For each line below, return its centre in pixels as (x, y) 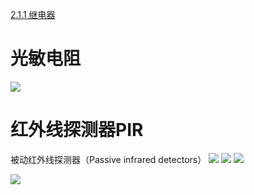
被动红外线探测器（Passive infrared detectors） (108, 159)
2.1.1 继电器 (33, 14)
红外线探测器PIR (77, 130)
